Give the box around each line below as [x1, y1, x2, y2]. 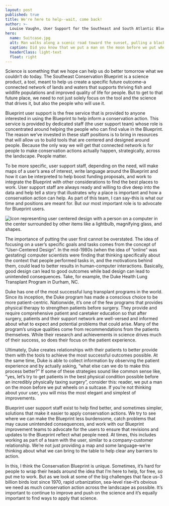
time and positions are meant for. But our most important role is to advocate [5, 200, 162, 207]
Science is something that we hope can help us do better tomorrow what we [5, 68, 163, 74]
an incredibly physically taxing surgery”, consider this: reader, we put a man [5, 379, 162, 385]
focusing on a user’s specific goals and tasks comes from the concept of [5, 241, 156, 247]
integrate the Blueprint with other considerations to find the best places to [5, 179, 158, 185]
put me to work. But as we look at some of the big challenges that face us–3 [5, 474, 162, 480]
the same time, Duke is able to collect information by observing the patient [5, 358, 159, 364]
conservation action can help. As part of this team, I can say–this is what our [5, 195, 163, 201]
